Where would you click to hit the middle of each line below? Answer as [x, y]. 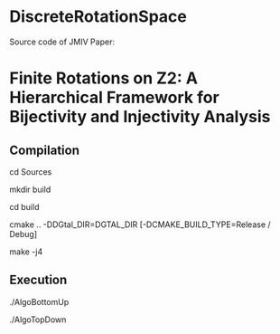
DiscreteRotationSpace [98, 17]
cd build [24, 206]
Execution [38, 280]
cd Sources [31, 172]
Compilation [44, 150]
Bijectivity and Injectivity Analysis [140, 117]
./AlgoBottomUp [39, 301]
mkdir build [30, 189]
